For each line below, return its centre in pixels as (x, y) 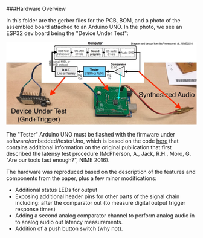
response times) (35, 209)
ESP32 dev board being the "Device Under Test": (67, 33)
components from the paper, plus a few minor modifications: (82, 178)
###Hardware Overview (36, 9)
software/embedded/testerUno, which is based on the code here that (93, 141)
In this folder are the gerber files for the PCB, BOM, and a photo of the (93, 20)
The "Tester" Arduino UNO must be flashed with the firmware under (91, 134)
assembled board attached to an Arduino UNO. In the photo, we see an (94, 27)
